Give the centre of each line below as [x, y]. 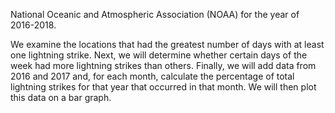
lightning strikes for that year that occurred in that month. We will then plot [163, 87]
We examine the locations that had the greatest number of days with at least [167, 44]
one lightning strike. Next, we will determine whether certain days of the [159, 55]
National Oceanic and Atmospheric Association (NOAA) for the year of [155, 14]
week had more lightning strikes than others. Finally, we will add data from [163, 65]
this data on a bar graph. [61, 97]
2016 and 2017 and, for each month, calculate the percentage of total [152, 76]
